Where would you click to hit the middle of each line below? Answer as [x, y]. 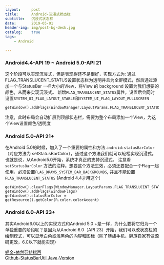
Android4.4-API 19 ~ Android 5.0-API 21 [53, 62]
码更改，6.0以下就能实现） [32, 242]
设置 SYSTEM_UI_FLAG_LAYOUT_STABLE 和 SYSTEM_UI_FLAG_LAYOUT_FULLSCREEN [77, 99]
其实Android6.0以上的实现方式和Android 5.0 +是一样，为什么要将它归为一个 [81, 224]
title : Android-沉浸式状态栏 [38, 14]
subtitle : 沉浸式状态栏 [29, 19]
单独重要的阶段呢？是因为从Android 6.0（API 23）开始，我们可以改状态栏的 [81, 229]
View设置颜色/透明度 [30, 123]
